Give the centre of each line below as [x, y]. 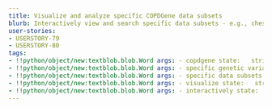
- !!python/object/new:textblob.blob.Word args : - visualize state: [126, 83]
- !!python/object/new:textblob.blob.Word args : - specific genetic [126, 68]
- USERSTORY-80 [34, 46]
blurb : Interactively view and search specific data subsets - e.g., [128, 23]
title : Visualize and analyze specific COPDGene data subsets [115, 16]
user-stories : [32, 31]
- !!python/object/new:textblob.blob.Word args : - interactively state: [134, 91]
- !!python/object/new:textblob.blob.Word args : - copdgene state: [125, 61]
